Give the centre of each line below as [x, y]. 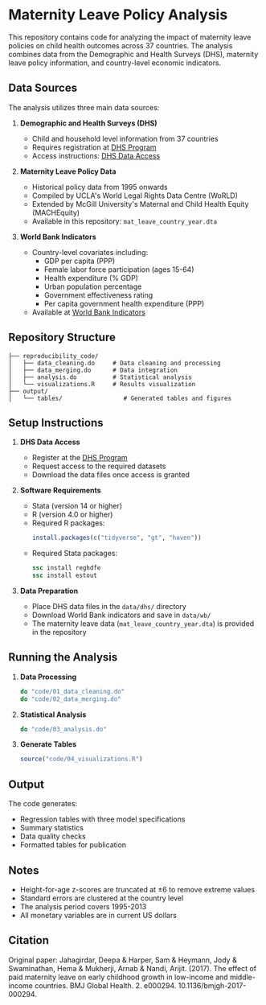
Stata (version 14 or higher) [77, 506]
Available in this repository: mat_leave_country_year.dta [125, 221]
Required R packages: [68, 523]
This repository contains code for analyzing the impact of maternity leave [130, 37]
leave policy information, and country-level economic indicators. [115, 63]
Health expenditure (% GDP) [91, 278]
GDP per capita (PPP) [80, 261]
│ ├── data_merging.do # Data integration [93, 370]
